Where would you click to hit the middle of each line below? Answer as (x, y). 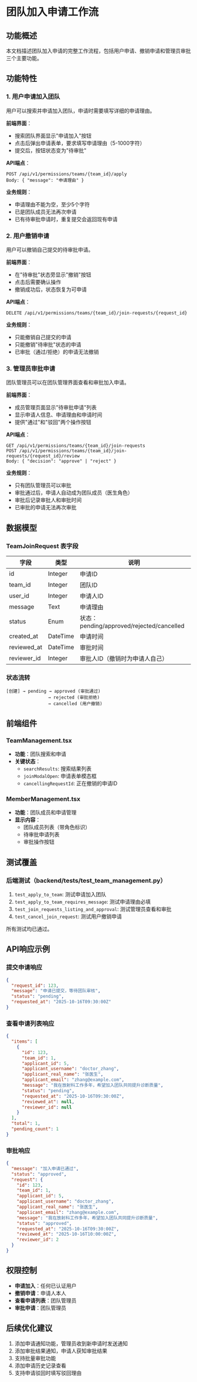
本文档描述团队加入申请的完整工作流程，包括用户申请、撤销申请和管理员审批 (98, 51)
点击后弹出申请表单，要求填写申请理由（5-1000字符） (80, 143)
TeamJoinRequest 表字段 (42, 546)
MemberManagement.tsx (43, 799)
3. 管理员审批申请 (31, 368)
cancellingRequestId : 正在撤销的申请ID (70, 783)
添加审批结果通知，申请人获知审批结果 (61, 1351)
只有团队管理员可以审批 (43, 485)
